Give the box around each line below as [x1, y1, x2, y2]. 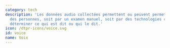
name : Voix [5, 35, 28, 40]
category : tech [5, 7, 37, 12]
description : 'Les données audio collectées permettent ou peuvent [5, 12, 151, 17]
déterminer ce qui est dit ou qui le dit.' [10, 21, 103, 26]
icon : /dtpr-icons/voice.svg [5, 26, 67, 31]
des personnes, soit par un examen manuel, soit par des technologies [10, 16, 162, 21]
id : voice [5, 30, 26, 35]
